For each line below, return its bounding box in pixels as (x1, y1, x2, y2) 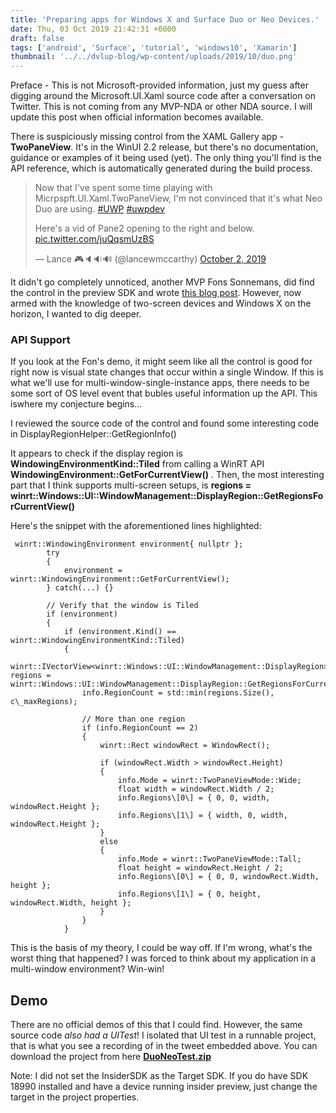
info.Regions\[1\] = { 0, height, (117, 889, 262, 900)
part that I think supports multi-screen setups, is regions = (10, 479, 252, 491)
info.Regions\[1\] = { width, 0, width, (117, 811, 288, 821)
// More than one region (81, 714, 186, 725)
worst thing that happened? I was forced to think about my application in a (10, 952, 317, 965)
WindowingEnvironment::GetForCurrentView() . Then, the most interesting (10, 469, 325, 481)
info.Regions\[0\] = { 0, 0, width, (117, 793, 271, 803)
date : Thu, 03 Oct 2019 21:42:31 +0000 (10, 24, 177, 34)
